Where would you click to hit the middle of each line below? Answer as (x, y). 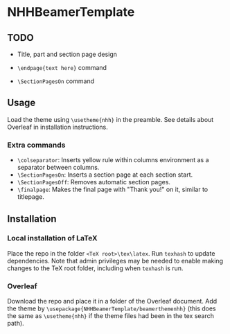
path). (16, 324)
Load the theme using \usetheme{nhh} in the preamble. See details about (110, 119)
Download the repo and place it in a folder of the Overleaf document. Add (112, 301)
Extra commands (36, 145)
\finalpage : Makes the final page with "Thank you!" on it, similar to (113, 190)
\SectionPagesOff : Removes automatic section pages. (94, 182)
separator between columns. (58, 168)
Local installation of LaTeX (53, 238)
